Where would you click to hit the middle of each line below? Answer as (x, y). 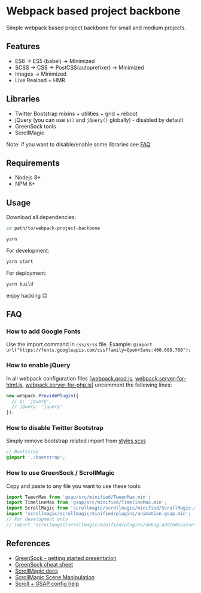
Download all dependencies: (41, 217)
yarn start (20, 261)
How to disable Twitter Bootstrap (55, 428)
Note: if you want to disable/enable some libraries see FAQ (78, 144)
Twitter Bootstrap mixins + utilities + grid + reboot (76, 113)
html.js (14, 385)
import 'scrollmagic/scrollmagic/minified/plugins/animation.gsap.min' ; (99, 514)
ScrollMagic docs (36, 571)
